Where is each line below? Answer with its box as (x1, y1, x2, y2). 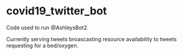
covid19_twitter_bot (6, 4, 107, 18)
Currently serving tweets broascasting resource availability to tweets (6, 35, 177, 42)
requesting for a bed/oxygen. (6, 42, 79, 49)
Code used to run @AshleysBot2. (6, 24, 89, 31)
